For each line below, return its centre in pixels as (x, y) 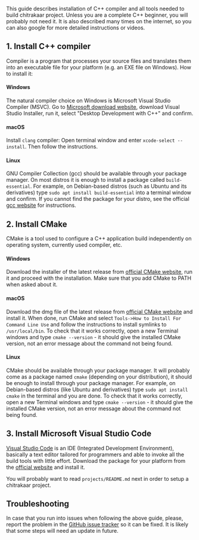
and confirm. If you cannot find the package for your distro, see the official (98, 199)
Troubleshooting (38, 504)
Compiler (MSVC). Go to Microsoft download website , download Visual (93, 107)
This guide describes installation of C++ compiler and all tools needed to (95, 9)
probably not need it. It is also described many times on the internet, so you (99, 21)
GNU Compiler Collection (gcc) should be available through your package (97, 173)
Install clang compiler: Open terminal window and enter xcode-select (91, 141)
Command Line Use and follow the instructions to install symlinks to (86, 324)
